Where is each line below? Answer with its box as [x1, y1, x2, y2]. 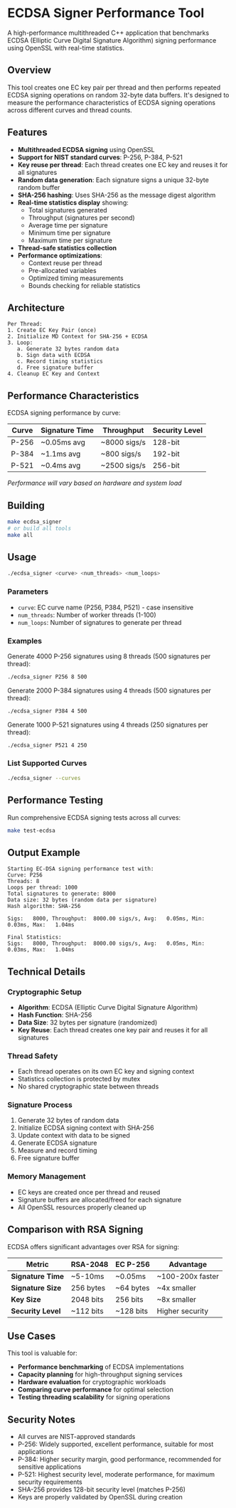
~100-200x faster [156, 1271, 219, 1281]
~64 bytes [114, 1283, 150, 1293]
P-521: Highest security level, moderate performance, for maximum [17, 1470, 215, 1479]
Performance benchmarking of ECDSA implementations [17, 1363, 185, 1371]
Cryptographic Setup [7, 987, 82, 997]
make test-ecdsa [7, 827, 55, 834]
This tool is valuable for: [7, 1349, 78, 1357]
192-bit [152, 449, 180, 459]
